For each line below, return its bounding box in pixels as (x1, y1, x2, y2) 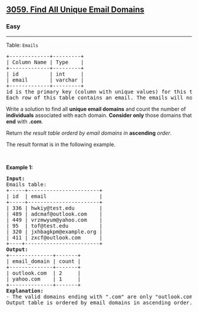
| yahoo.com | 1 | (6, 275, 81, 282)
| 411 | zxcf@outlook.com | (6, 234, 103, 241)
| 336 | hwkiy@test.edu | (6, 204, 103, 212)
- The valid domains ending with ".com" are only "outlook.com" (6, 293, 196, 300)
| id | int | (6, 70, 84, 77)
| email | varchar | (6, 76, 84, 83)
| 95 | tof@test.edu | (6, 222, 103, 229)
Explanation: (6, 287, 44, 294)
